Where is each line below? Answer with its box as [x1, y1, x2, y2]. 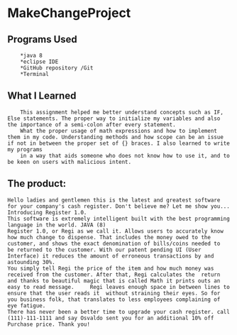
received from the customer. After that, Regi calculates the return [7, 271, 221, 278]
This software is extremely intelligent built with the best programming [7, 215, 231, 222]
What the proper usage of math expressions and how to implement [20, 127, 218, 134]
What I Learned [7, 90, 77, 102]
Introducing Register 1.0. [7, 209, 87, 216]
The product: [7, 177, 67, 190]
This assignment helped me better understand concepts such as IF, [20, 109, 224, 116]
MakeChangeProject [7, 5, 131, 21]
